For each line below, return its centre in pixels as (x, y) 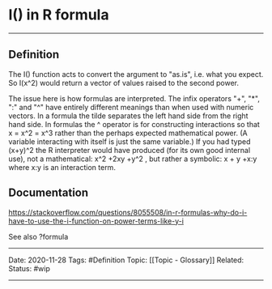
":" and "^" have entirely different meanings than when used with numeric (131, 107)
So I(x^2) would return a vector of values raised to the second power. (124, 83)
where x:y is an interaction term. (62, 167)
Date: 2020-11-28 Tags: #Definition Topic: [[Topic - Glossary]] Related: (126, 260)
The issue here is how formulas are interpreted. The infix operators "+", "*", (134, 98)
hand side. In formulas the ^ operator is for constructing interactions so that (134, 124)
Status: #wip (29, 268)
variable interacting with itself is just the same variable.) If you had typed (130, 141)
